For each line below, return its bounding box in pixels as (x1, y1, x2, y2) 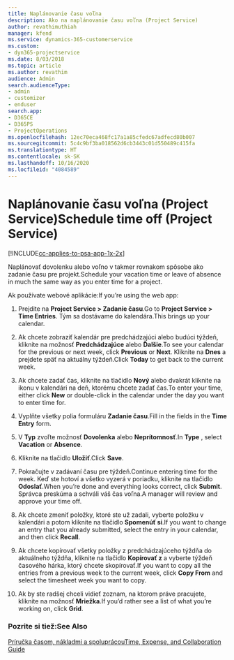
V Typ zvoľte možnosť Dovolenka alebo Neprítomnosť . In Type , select (17, 432, 222, 441)
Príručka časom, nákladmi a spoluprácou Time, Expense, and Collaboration (8, 637, 221, 646)
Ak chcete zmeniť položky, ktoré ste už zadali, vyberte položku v (17, 511, 204, 519)
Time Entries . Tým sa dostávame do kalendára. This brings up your (17, 311, 210, 320)
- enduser (8, 101, 37, 108)
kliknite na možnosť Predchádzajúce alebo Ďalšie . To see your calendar (17, 340, 224, 349)
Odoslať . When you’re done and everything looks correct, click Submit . (17, 482, 222, 490)
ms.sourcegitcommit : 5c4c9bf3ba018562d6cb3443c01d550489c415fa (8, 140, 196, 147)
